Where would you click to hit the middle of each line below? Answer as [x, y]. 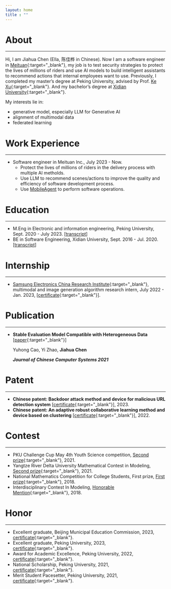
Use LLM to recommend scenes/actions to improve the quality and [90, 178]
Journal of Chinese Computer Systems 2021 [60, 360]
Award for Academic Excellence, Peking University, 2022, [73, 554]
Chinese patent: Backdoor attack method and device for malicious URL [89, 399]
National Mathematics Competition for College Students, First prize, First [89, 476]
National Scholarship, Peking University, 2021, [61, 565]
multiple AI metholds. [42, 173]
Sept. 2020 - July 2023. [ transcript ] [50, 234]
